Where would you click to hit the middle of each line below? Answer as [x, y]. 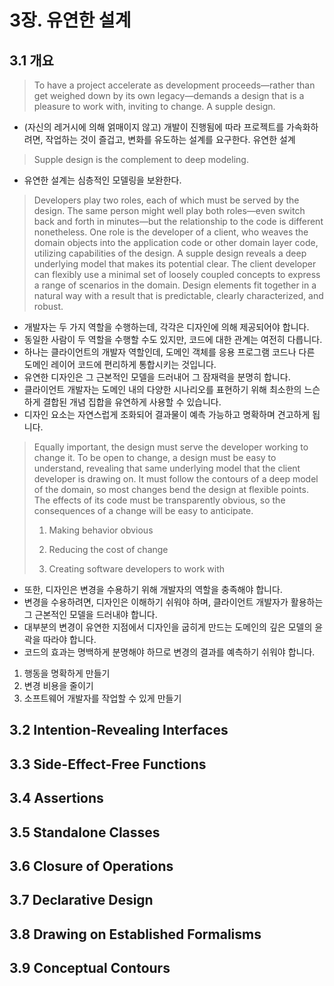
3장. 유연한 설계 [70, 20]
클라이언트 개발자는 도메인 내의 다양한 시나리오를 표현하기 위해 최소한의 [162, 389]
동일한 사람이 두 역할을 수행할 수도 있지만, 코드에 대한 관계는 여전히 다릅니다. [173, 339]
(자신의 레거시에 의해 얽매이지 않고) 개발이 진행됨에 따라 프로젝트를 [154, 127]
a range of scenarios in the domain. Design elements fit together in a [175, 285]
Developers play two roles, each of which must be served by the [166, 200]
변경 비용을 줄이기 [58, 685]
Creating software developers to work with [137, 569]
